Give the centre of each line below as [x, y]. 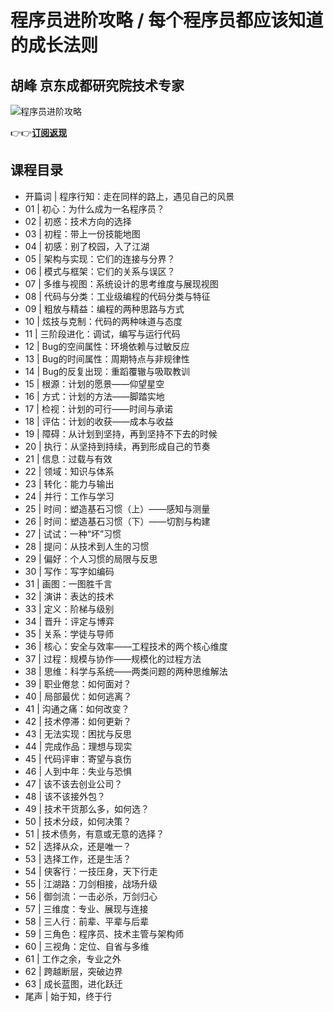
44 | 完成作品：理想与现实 [78, 746]
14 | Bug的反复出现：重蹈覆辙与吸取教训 [107, 371]
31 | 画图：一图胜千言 [68, 583]
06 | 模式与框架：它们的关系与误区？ [100, 271]
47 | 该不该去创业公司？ [73, 783]
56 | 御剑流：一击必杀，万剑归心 [91, 896]
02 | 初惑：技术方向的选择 [78, 221]
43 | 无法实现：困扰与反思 [78, 733]
